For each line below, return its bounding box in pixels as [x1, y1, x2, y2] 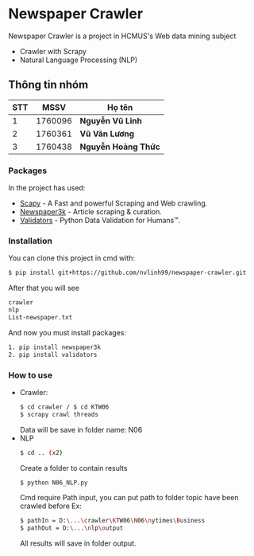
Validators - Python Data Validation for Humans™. [19, 216, 181, 225]
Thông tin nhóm [8, 78, 89, 92]
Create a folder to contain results [19, 463, 128, 472]
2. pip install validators [8, 350, 98, 358]
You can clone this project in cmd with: [8, 253, 136, 263]
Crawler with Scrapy [19, 46, 87, 56]
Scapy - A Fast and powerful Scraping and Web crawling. [19, 198, 208, 208]
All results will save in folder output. [19, 538, 137, 548]
